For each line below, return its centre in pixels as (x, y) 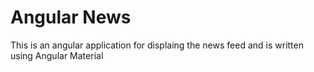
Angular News (71, 17)
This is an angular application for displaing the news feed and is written (157, 45)
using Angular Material (57, 55)
